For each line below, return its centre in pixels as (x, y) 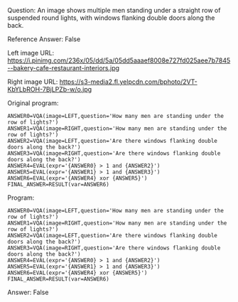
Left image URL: (31, 53)
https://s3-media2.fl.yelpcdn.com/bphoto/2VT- (128, 82)
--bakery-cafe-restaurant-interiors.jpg (63, 68)
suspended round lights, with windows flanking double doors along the (111, 18)
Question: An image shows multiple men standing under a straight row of (114, 10)
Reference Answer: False (44, 39)
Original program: (33, 103)
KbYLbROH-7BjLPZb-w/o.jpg (50, 89)
